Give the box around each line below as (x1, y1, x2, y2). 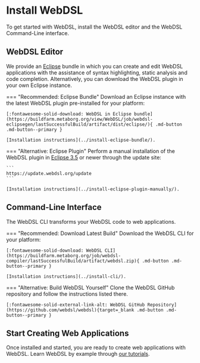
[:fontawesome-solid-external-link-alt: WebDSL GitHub (6, 302, 145, 308)
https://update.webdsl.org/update (6, 170, 92, 176)
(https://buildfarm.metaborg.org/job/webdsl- (6, 252, 121, 259)
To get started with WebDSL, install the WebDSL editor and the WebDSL (6, 23, 183, 30)
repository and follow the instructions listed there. (6, 290, 128, 298)
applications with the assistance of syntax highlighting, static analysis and (6, 69, 187, 76)
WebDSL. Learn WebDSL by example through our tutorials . (6, 351, 150, 358)
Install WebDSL (6, 4, 83, 17)
